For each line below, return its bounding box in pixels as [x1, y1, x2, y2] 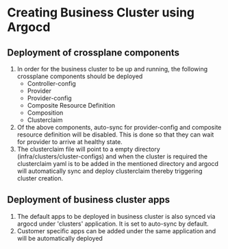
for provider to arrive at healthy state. [16, 138, 123, 145]
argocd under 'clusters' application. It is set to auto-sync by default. [16, 220, 209, 228]
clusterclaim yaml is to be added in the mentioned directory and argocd [16, 160, 219, 167]
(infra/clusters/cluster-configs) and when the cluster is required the [16, 152, 207, 161]
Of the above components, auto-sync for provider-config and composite [16, 123, 222, 131]
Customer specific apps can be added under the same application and [16, 226, 216, 235]
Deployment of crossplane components [7, 47, 180, 58]
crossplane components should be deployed [16, 72, 143, 80]
